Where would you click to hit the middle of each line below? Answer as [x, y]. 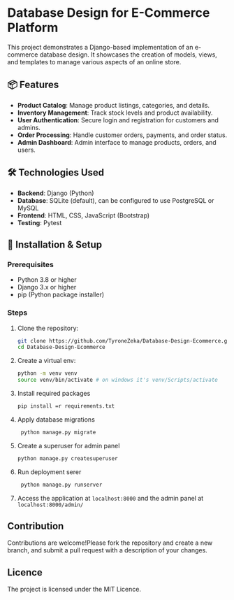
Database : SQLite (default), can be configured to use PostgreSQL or [116, 200]
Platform [33, 28]
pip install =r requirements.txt [66, 406]
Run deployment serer [49, 472]
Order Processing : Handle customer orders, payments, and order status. [122, 135]
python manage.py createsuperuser [67, 458]
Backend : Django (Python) [56, 193]
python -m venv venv [47, 373]
